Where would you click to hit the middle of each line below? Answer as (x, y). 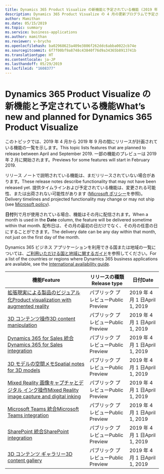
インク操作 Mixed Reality (51, 390)
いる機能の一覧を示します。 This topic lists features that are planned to (76, 147)
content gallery (25, 460)
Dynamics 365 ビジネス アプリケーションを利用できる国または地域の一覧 (79, 247)
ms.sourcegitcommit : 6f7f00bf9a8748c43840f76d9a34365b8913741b (71, 50)
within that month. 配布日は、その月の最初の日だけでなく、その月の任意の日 (82, 225)
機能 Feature (46, 280)
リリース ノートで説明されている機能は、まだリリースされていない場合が (78, 175)
